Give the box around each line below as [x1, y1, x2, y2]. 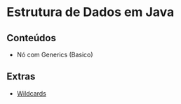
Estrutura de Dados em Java [6, 4, 175, 20]
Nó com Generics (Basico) [16, 50, 93, 59]
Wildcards [16, 89, 46, 98]
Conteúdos [6, 32, 57, 44]
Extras [6, 70, 36, 82]
